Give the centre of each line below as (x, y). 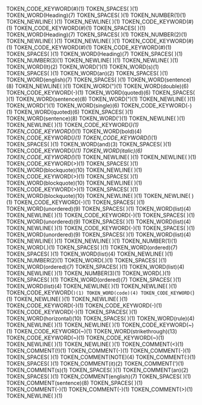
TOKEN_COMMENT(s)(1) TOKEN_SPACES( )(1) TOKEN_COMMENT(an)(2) (97, 370)
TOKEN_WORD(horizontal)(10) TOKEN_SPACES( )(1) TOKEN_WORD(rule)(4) (101, 318)
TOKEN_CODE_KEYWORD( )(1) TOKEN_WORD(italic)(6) (74, 151)
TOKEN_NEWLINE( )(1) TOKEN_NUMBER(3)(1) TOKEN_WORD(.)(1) (89, 273)
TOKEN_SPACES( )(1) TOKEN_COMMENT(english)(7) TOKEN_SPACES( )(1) (99, 376)
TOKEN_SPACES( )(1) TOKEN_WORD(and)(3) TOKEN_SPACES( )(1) (89, 144)
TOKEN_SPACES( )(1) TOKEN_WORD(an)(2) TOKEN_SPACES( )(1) (87, 73)
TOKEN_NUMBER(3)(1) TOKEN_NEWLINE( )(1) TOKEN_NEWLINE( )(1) (93, 60)
